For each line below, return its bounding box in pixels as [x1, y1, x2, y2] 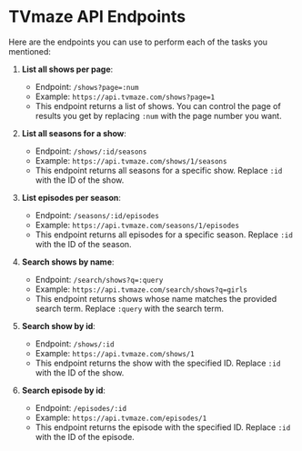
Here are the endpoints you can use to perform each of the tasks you [8, 36, 268, 47]
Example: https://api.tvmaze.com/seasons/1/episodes [35, 219, 240, 230]
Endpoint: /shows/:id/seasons [35, 145, 147, 156]
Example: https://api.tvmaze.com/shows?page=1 [35, 91, 216, 102]
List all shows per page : [21, 64, 114, 75]
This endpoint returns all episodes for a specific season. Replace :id [35, 229, 293, 240]
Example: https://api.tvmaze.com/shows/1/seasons [35, 155, 227, 165]
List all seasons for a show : [21, 127, 126, 138]
